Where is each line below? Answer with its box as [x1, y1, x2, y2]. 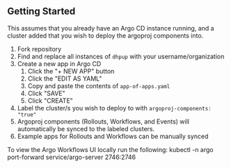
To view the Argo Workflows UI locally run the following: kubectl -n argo [7, 145, 214, 153]
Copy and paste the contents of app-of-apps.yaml [27, 81, 170, 90]
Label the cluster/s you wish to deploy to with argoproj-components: [17, 103, 212, 112]
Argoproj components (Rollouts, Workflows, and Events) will [17, 117, 190, 126]
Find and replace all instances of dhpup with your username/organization [17, 52, 225, 60]
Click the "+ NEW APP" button [27, 67, 115, 75]
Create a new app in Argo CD [17, 59, 102, 68]
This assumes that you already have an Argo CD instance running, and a [7, 24, 214, 32]
